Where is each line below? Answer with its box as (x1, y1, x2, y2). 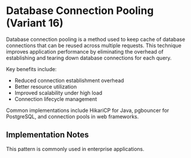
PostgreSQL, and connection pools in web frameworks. (6, 113, 139, 120)
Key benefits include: (6, 65, 57, 72)
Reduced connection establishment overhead (14, 77, 124, 84)
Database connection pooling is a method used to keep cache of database (6, 36, 186, 43)
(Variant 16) (6, 16, 64, 30)
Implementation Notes (6, 130, 89, 140)
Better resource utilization (14, 83, 77, 90)
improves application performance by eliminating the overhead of (6, 48, 164, 55)
